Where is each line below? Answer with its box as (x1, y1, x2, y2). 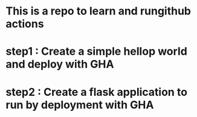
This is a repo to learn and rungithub (5, 4, 192, 18)
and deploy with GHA (5, 57, 114, 71)
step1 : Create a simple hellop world (5, 45, 188, 58)
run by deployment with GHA (5, 98, 154, 112)
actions (5, 17, 44, 31)
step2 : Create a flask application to (5, 85, 188, 99)
